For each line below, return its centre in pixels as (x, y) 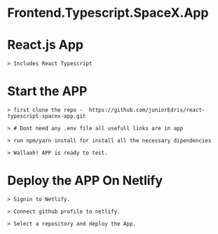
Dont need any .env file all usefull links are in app (102, 129)
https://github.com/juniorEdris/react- (147, 110)
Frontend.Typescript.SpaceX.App (108, 13)
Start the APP (47, 91)
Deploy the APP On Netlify (85, 181)
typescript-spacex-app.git (47, 116)
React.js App (46, 45)
